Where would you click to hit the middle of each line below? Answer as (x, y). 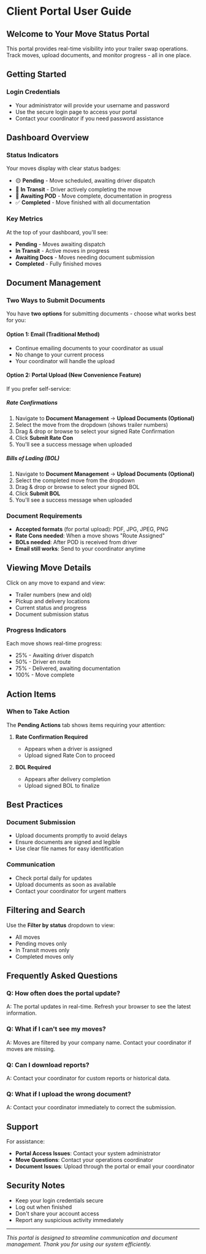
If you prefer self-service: (39, 388)
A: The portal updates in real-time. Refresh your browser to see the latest (99, 1007)
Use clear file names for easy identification (69, 848)
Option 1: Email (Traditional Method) (53, 334)
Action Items (31, 694)
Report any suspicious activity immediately (69, 1220)
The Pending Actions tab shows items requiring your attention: (86, 725)
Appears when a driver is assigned (68, 748)
